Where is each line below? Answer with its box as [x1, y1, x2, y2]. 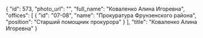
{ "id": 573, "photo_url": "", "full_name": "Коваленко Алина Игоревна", [6, 6, 185, 12]
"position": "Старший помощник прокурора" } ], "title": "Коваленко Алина [6, 18, 197, 25]
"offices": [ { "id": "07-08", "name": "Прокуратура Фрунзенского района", [6, 12, 197, 19]
